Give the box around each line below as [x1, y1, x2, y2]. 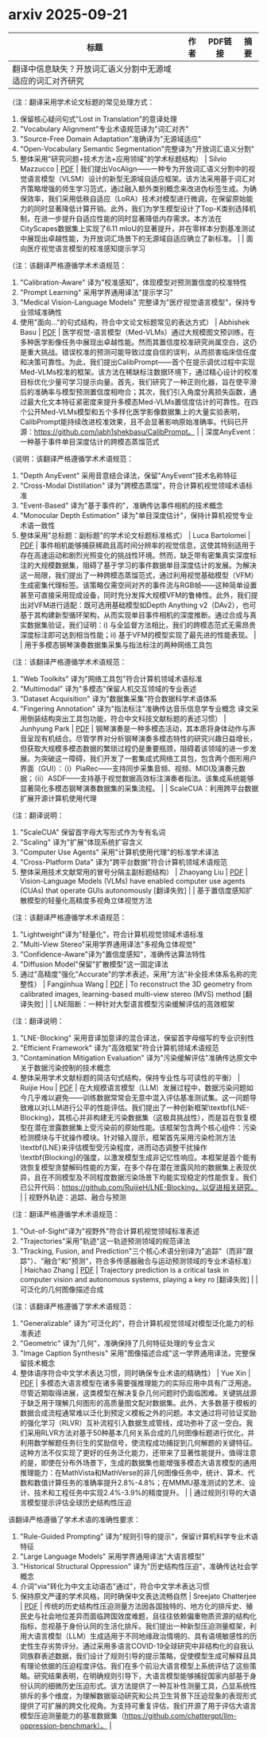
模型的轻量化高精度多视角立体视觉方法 [26, 895, 153, 905]
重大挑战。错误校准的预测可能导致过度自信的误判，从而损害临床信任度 [26, 347, 257, 356]
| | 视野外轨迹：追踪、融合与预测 [19, 1192, 126, 1202]
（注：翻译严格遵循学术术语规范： [8, 1209, 120, 1218]
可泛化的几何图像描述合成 [19, 1285, 104, 1294]
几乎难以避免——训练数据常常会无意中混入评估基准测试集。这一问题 [26, 1093, 250, 1102]
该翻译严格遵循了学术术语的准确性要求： [8, 1514, 141, 1524]
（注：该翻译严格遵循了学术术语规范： [8, 1301, 133, 1311]
